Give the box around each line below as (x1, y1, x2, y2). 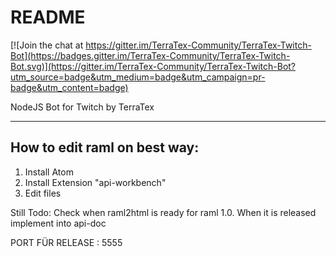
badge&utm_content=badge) (10, 81, 129, 93)
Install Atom (24, 166, 74, 178)
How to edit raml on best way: (10, 139, 200, 156)
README (10, 6, 86, 29)
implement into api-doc (10, 217, 107, 229)
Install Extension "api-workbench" (24, 176, 167, 188)
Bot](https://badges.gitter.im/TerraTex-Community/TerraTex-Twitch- (10, 49, 291, 61)
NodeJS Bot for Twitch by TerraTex (10, 101, 155, 113)
